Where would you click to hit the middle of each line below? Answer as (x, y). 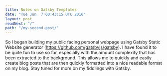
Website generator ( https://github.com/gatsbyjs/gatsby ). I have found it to (81, 47)
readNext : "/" (20, 23)
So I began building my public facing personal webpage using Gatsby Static (83, 42)
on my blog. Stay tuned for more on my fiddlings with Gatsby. (68, 68)
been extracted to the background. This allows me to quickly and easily (79, 58)
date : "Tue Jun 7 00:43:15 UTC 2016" (45, 14)
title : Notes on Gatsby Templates (41, 10)
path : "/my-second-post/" (32, 28)
